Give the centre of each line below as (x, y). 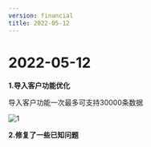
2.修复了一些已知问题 (43, 135)
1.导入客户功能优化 (39, 85)
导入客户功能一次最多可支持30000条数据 (75, 103)
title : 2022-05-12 (39, 23)
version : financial (41, 16)
